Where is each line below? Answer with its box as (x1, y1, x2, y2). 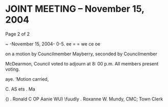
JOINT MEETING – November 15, (5, 3, 145, 15)
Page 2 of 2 (5, 31, 30, 37)
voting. (5, 66, 20, 72)
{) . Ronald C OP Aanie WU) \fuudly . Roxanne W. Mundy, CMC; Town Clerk (5, 96, 163, 102)
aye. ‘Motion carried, (5, 76, 49, 82)
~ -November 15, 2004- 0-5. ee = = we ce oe (5, 40, 101, 47)
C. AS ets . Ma (5, 85, 36, 92)
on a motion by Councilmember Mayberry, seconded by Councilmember (5, 51, 157, 57)
